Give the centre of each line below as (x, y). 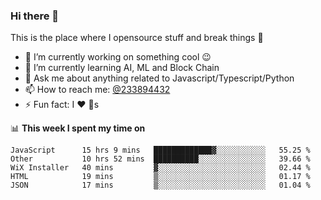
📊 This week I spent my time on (78, 128)
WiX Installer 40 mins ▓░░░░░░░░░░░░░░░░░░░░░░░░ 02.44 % (160, 168)
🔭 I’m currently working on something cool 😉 (118, 57)
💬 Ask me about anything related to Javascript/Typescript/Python (159, 78)
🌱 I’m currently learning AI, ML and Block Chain (122, 68)
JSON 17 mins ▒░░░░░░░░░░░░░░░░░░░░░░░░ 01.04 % (160, 185)
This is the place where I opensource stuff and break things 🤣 (137, 38)
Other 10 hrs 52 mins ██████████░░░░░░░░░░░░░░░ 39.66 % (160, 159)
